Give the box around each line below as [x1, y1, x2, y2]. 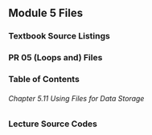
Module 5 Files [8, 6, 83, 20]
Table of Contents [8, 74, 80, 85]
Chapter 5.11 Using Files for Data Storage [8, 93, 145, 103]
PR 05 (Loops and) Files [8, 52, 103, 63]
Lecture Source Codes [8, 118, 98, 129]
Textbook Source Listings [8, 31, 110, 42]
